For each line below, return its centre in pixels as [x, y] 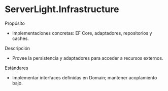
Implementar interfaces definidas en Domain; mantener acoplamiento [85, 77]
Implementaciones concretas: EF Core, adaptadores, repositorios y [82, 33]
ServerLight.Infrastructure [62, 9]
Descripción [18, 48]
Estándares [16, 68]
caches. [20, 38]
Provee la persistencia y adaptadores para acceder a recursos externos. [88, 58]
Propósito [15, 23]
